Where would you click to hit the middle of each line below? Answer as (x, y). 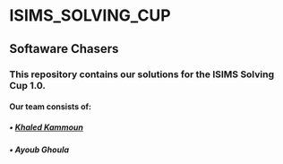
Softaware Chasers (64, 49)
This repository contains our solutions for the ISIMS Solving (142, 74)
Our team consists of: (51, 107)
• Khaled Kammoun (46, 127)
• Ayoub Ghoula (39, 150)
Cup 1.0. (28, 85)
